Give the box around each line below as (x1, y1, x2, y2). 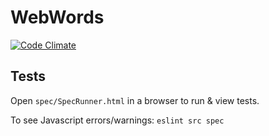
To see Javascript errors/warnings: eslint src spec (10, 114, 225, 126)
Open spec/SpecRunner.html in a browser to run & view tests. (10, 94, 260, 106)
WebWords (10, 6, 105, 29)
